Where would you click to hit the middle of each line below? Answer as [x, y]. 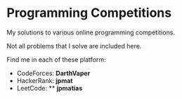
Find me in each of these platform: [56, 59]
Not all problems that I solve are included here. [74, 46]
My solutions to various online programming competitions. [91, 32]
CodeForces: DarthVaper [53, 73]
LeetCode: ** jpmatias [50, 88]
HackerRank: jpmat [45, 80]
